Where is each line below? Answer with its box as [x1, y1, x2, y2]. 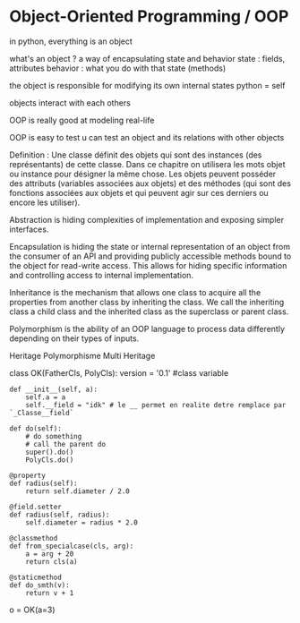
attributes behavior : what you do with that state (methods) [9, 63, 227, 73]
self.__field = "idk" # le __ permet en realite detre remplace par [25, 400, 287, 409]
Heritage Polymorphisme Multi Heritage [9, 350, 156, 361]
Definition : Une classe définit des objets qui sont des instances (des [9, 149, 262, 160]
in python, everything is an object [9, 36, 133, 47]
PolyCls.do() [25, 455, 74, 465]
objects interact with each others [9, 97, 132, 108]
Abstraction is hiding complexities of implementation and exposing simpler [9, 214, 285, 225]
